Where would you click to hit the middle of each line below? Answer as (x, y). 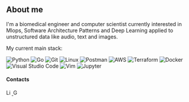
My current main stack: (34, 48)
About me (25, 10)
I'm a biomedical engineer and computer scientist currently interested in (94, 24)
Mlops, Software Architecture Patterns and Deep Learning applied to (90, 30)
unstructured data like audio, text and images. (62, 36)
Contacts (18, 79)
